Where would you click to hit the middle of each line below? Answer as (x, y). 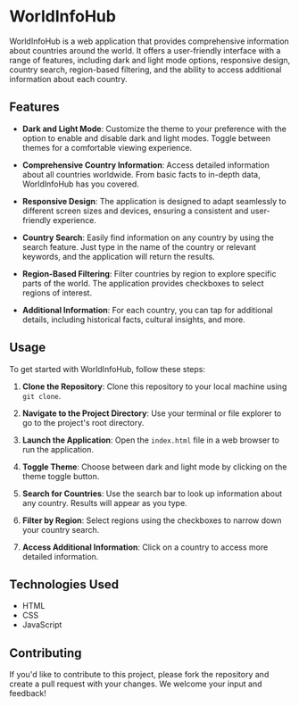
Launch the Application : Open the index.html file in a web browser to (150, 440)
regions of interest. (57, 293)
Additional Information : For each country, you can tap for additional (148, 310)
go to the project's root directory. (83, 422)
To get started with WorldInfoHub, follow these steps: (108, 369)
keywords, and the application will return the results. (119, 256)
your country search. (61, 529)
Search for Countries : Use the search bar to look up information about (152, 494)
